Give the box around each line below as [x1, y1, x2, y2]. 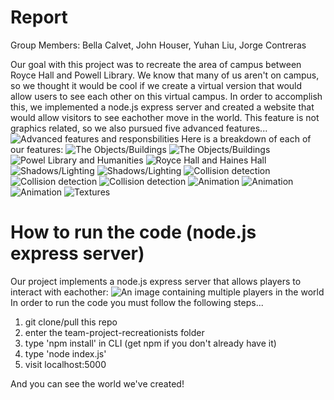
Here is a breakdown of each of [181, 132, 312, 145]
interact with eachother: [10, 286, 109, 298]
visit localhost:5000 [24, 358, 107, 370]
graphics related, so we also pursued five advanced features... [10, 122, 268, 134]
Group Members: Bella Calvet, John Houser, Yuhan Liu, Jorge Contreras [10, 39, 307, 51]
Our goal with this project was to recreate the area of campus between [10, 58, 302, 70]
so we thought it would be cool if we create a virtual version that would [10, 79, 303, 91]
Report [10, 6, 68, 29]
